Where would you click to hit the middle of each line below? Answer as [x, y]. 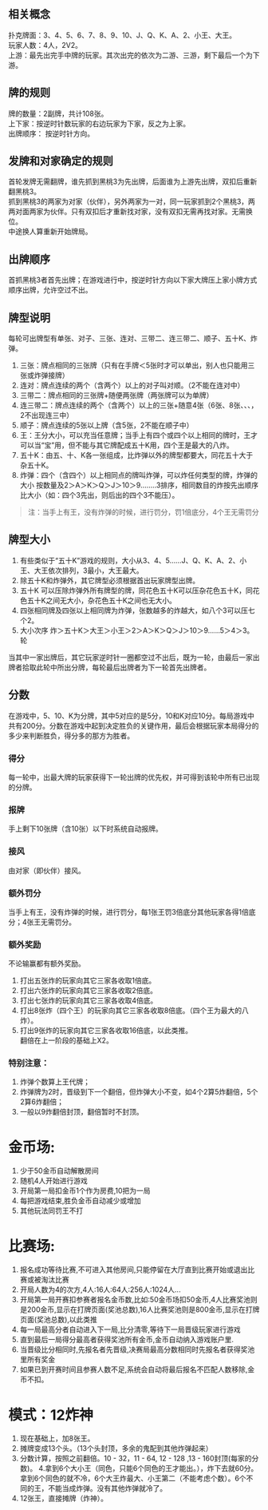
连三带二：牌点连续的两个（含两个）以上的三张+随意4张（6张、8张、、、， [139, 405]
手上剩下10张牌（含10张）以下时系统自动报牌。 [86, 829]
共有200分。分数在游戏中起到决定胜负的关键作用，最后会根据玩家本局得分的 [134, 725]
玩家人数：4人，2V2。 [45, 45]
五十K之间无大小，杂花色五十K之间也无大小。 [102, 600]
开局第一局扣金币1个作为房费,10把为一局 [85, 1191]
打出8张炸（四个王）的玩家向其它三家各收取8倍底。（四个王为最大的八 [134, 1011]
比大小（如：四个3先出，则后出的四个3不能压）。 [99, 495]
